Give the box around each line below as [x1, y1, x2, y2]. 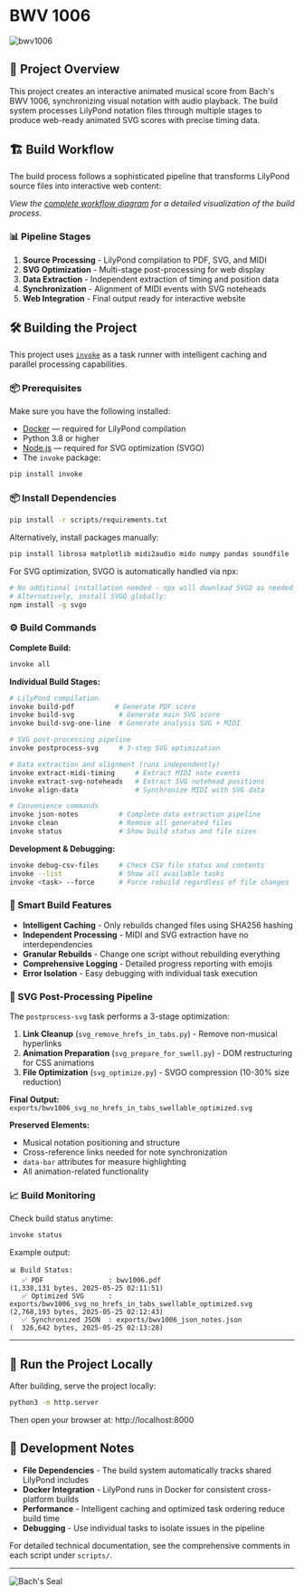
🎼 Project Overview [9, 62, 120, 77]
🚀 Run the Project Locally [9, 1356, 154, 1372]
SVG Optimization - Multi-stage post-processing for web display [22, 264, 265, 274]
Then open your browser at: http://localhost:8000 [9, 1415, 195, 1426]
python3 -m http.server [9, 1398, 100, 1408]
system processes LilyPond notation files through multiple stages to [9, 105, 262, 116]
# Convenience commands [9, 802, 100, 811]
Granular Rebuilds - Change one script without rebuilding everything [22, 948, 280, 959]
